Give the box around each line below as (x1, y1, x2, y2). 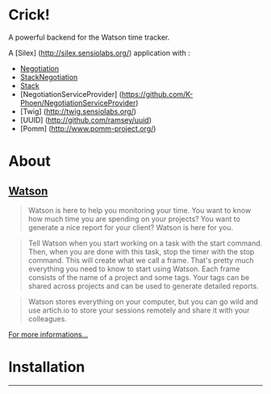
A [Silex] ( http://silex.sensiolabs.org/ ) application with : (8, 48, 191, 57)
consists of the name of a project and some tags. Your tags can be (27, 272, 250, 282)
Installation (8, 358, 85, 376)
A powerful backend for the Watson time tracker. (8, 32, 170, 42)
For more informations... (8, 329, 89, 339)
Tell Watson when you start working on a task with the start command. (27, 238, 263, 248)
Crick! (8, 6, 51, 24)
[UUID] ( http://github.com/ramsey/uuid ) (19, 115, 152, 124)
